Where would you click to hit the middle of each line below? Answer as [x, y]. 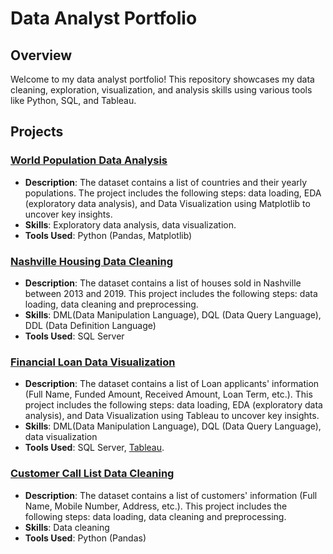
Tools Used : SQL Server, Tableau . [94, 448]
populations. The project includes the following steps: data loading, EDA [173, 193]
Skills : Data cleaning [67, 527]
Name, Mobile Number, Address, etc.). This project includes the [156, 506]
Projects [37, 132]
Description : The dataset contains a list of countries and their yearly [166, 182]
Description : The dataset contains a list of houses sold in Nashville [163, 283]
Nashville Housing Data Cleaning [92, 261]
